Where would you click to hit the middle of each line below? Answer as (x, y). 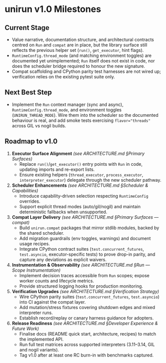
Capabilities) (25, 190)
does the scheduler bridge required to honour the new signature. (79, 66)
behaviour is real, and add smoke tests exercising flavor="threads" (81, 120)
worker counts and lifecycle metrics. (57, 281)
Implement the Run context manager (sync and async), (68, 104)
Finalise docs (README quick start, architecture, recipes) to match (88, 334)
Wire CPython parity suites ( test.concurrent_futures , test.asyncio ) (89, 297)
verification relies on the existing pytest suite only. (63, 77)
